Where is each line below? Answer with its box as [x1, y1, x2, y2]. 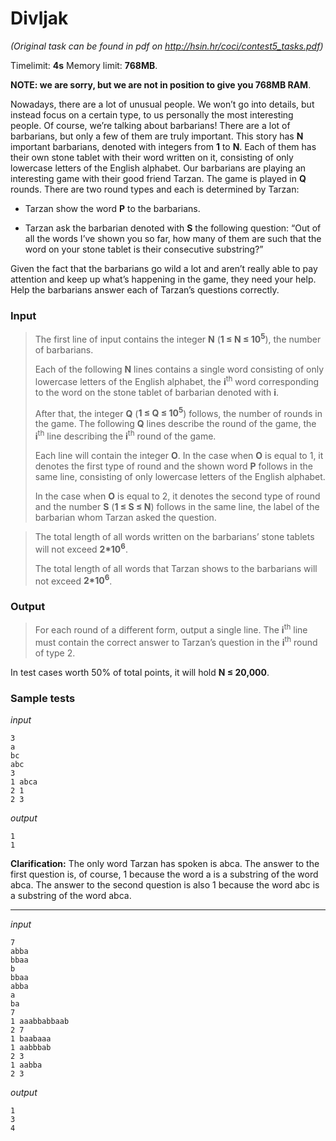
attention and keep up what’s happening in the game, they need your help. [10, 273, 317, 285]
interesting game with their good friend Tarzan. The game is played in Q [10, 172, 307, 184]
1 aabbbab [10, 1043, 52, 1053]
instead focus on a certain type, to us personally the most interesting [10, 108, 294, 121]
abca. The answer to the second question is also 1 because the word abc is [10, 879, 320, 891]
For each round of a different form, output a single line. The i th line [34, 622, 308, 636]
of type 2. [34, 647, 76, 659]
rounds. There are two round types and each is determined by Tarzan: [10, 183, 300, 195]
